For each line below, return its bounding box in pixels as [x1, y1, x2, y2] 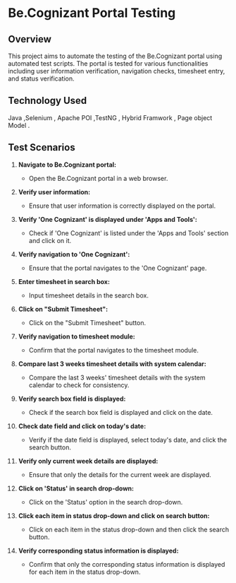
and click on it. [28, 236, 72, 245]
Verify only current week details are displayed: [18, 457, 159, 465]
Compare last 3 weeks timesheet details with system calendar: [18, 359, 206, 368]
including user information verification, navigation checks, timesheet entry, [8, 67, 225, 75]
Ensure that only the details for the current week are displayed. [28, 470, 212, 478]
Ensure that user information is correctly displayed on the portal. [28, 201, 216, 210]
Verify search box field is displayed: [18, 394, 126, 403]
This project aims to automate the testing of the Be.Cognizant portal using [8, 52, 223, 60]
